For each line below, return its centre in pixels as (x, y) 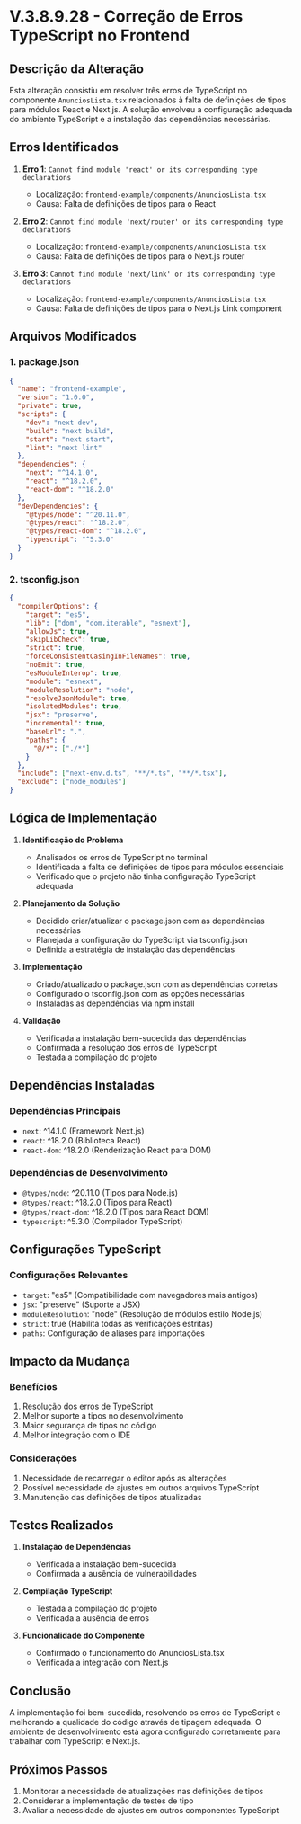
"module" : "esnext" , (64, 681)
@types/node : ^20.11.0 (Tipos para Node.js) (100, 1192)
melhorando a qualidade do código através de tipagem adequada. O (136, 1722)
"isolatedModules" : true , (74, 707)
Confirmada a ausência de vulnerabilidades (116, 1574)
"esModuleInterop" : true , (74, 673)
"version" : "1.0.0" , (56, 397)
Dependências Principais (65, 1111)
